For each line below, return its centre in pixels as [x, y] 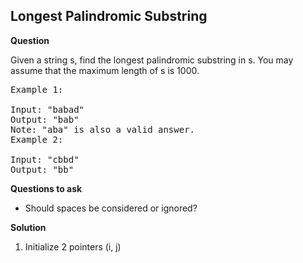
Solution [28, 227]
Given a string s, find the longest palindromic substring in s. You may [152, 60]
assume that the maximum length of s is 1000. [105, 70]
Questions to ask [46, 188]
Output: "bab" [45, 119]
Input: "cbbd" [45, 159]
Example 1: [37, 89]
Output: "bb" [42, 169]
